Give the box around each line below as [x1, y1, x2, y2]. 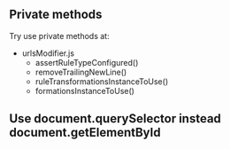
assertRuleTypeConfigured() [34, 57, 139, 67]
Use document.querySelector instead [9, 111, 221, 127]
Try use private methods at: [9, 30, 110, 41]
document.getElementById [9, 125, 161, 140]
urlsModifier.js [21, 48, 75, 59]
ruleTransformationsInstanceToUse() [34, 75, 169, 87]
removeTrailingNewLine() [34, 67, 127, 77]
